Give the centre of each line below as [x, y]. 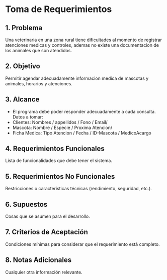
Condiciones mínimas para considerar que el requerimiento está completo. [82, 244]
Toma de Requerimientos [59, 9]
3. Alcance [22, 100]
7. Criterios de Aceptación [47, 232]
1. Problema [24, 28]
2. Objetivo [23, 66]
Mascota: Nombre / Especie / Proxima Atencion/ [62, 127]
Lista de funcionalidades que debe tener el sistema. [59, 161]
